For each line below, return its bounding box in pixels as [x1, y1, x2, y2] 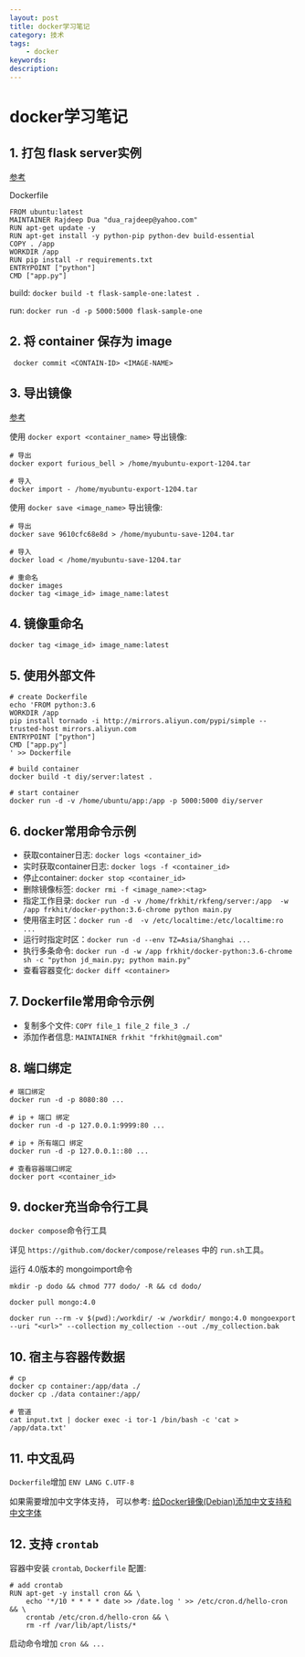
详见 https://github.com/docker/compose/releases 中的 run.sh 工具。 [9, 1244, 269, 1255]
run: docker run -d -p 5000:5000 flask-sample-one [9, 305, 203, 316]
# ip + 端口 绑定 [9, 1113, 70, 1122]
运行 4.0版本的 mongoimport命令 [9, 1264, 133, 1274]
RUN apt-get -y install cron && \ [9, 1589, 142, 1598]
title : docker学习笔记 [9, 22, 90, 31]
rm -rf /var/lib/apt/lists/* [26, 1620, 137, 1630]
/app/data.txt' [9, 1423, 68, 1433]
